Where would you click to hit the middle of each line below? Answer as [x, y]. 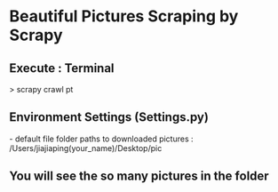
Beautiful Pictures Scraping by [124, 16]
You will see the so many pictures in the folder [139, 176]
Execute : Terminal [62, 68]
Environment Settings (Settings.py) [109, 117]
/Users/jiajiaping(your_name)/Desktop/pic [86, 148]
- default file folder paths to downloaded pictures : [101, 139]
